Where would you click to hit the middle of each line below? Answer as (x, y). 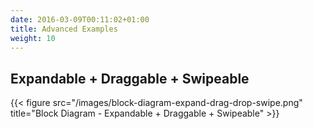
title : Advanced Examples (64, 29)
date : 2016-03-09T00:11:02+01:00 (80, 19)
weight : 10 (33, 38)
